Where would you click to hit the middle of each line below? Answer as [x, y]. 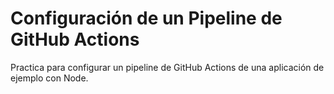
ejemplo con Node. [49, 78]
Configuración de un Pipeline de [146, 18]
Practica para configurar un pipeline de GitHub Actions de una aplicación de [167, 67]
